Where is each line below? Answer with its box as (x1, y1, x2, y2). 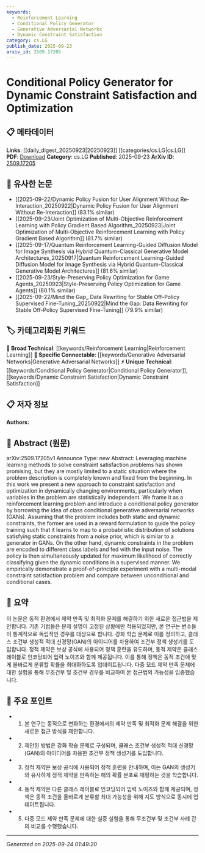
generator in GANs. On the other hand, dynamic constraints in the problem (6, 539, 193, 546)
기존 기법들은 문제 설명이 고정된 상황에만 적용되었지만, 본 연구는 (29, 623, 181, 630)
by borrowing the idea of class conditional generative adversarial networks (6, 507, 195, 514)
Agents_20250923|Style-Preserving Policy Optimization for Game (15, 280, 181, 287)
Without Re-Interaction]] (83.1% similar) (15, 208, 115, 216)
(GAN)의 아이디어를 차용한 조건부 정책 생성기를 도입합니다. (24, 749, 164, 757)
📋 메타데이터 (6, 127, 54, 138)
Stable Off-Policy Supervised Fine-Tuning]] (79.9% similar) (15, 306, 164, 313)
